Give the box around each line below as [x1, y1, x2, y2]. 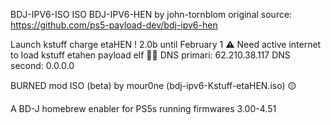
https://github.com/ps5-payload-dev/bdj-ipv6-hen [10, 19, 218, 31]
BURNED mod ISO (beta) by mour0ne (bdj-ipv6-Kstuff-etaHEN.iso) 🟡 [10, 80, 297, 91]
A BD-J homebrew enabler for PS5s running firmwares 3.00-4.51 [10, 103, 277, 114]
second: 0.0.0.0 [10, 60, 75, 71]
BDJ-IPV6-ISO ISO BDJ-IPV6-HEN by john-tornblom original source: [10, 9, 293, 20]
